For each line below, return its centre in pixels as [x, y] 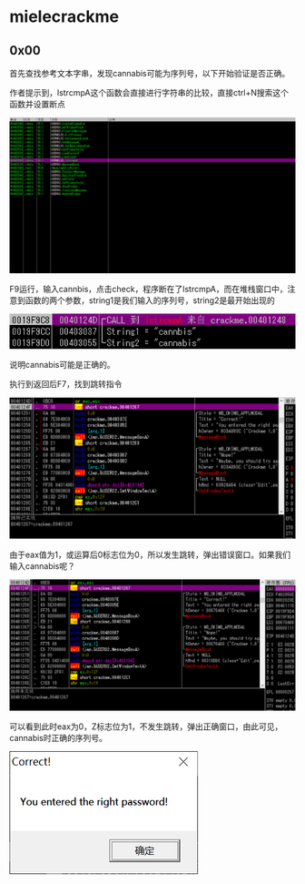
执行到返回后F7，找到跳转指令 [66, 384]
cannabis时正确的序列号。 [58, 738]
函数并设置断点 [37, 104]
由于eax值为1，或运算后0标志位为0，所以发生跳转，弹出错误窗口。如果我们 [150, 555]
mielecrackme [64, 17]
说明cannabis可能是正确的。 [62, 365]
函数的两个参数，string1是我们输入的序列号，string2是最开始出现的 [150, 300]
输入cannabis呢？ [42, 566]
